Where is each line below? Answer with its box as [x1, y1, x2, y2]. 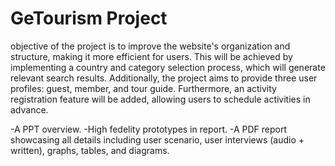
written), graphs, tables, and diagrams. [10, 144, 170, 156]
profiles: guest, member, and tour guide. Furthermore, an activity [10, 82, 277, 94]
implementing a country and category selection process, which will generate [10, 61, 326, 73]
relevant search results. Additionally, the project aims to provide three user [10, 72, 318, 84]
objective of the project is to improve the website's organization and [10, 40, 291, 52]
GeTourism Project [10, 7, 168, 30]
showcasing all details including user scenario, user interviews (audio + [10, 133, 305, 146]
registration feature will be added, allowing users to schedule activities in [10, 93, 311, 105]
